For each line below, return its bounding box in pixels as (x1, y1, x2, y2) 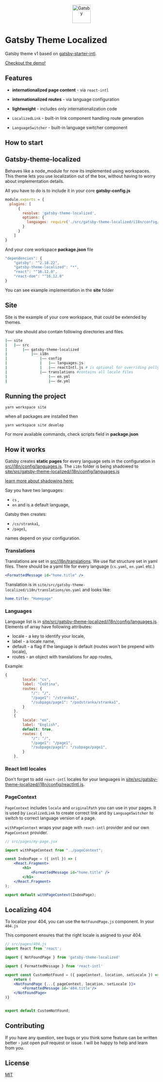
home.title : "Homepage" (5, 596, 53, 601)
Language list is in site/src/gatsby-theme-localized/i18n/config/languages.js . (5, 619, 158, 624)
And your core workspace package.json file (5, 246, 94, 252)
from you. (5, 1045, 25, 1050)
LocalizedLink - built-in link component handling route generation (12, 115, 144, 121)
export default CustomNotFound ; (5, 1008, 70, 1013)
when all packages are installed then (5, 413, 79, 419)
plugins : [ (9, 201, 32, 206)
